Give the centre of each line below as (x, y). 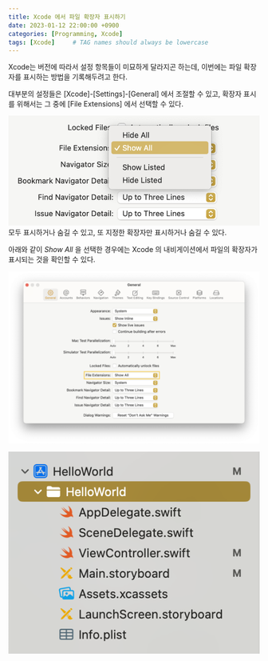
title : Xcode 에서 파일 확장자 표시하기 (67, 17)
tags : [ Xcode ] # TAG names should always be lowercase (108, 42)
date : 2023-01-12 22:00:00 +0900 (64, 25)
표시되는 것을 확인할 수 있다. (52, 259)
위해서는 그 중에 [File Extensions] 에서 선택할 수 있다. (100, 104)
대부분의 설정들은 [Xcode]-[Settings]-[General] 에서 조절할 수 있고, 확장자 (125, 94)
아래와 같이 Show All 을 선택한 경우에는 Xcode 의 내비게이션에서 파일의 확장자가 (133, 249)
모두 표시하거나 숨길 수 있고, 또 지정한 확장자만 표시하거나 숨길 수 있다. (118, 232)
